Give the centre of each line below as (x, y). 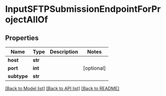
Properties (22, 38)
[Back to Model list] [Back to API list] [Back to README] (62, 88)
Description (64, 52)
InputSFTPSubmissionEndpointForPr (83, 9)
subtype (18, 76)
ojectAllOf (27, 20)
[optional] (94, 68)
